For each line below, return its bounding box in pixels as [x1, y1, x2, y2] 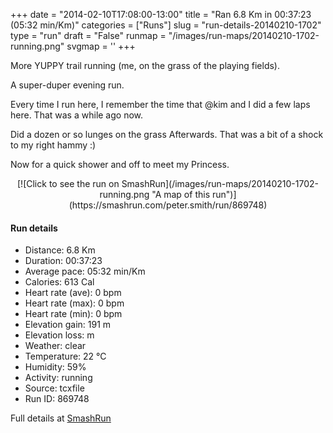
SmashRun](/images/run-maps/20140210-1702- [121, 178, 319, 189]
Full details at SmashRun [10, 412, 112, 424]
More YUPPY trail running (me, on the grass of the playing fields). [10, 60, 280, 71]
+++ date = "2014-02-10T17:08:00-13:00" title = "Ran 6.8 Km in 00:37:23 [10, 9, 312, 20]
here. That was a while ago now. [10, 109, 144, 121]
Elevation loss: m [24, 329, 95, 341]
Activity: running [24, 372, 93, 384]
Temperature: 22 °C [24, 350, 107, 363]
